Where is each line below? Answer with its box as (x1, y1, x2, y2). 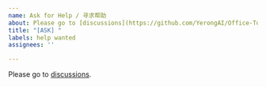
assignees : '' (8, 41, 55, 49)
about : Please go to (8, 19, 77, 27)
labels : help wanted (8, 33, 77, 42)
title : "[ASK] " (8, 26, 62, 34)
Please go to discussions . (8, 70, 92, 79)
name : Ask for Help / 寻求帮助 (8, 11, 107, 20)
